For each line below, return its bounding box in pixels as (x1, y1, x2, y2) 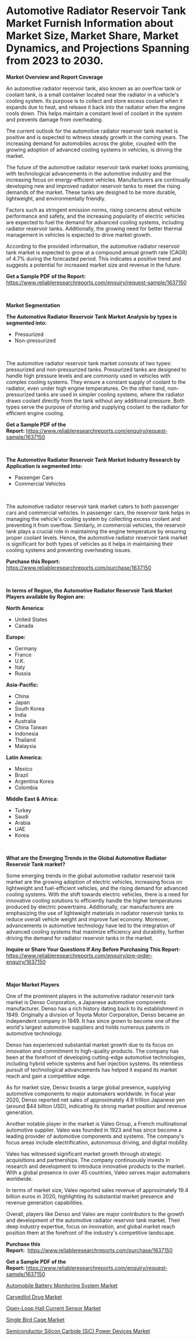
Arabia (14, 819, 31, 826)
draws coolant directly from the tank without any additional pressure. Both (6, 397, 185, 404)
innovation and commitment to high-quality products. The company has (6, 1047, 179, 1055)
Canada (14, 622, 34, 629)
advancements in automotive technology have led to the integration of (6, 922, 176, 929)
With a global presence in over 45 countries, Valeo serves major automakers (6, 1169, 190, 1176)
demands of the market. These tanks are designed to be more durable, (6, 188, 177, 196)
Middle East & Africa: (6, 795, 59, 802)
